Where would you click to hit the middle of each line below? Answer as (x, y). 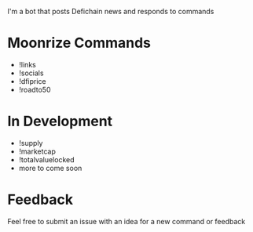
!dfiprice (32, 81)
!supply (31, 143)
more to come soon (50, 168)
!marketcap (37, 151)
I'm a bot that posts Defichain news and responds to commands (111, 11)
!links (27, 64)
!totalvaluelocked (47, 159)
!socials (31, 73)
